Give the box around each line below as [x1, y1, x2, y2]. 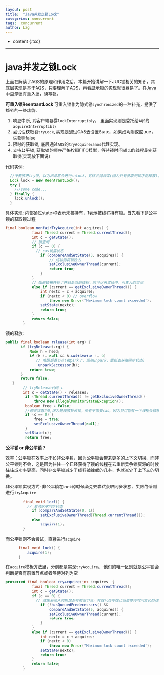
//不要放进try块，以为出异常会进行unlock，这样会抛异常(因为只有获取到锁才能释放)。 [10, 173, 162, 178]
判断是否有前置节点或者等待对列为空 [5, 570, 78, 576]
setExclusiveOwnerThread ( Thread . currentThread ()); [40, 513, 146, 518]
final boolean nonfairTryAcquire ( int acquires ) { [5, 226, 109, 231]
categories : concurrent [5, 16, 54, 21]
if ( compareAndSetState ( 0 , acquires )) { [40, 253, 124, 258]
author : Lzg [5, 25, 30, 30]
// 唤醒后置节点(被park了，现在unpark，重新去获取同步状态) [36, 358, 145, 363]
